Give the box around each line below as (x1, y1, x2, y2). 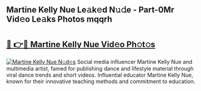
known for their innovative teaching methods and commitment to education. (6, 78, 196, 85)
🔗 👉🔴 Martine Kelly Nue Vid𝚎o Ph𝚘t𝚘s (6, 39, 156, 49)
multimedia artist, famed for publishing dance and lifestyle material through (6, 65, 194, 72)
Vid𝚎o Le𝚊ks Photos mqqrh (6, 14, 113, 25)
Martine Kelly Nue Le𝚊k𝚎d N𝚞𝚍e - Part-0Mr (6, 5, 174, 15)
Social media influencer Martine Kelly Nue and (77, 58, 193, 65)
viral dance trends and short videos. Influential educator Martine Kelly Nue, (6, 72, 194, 78)
